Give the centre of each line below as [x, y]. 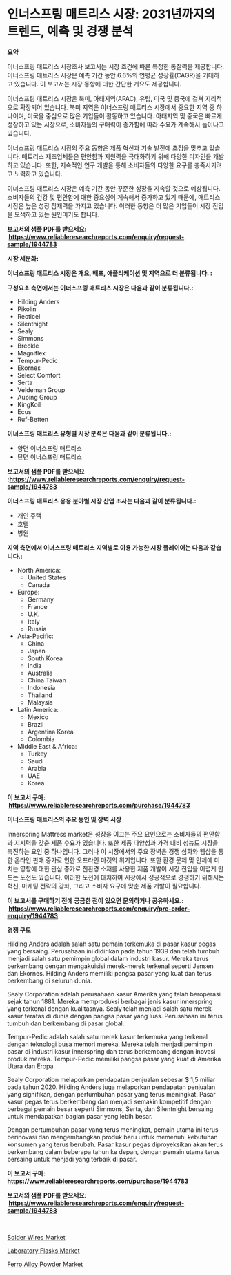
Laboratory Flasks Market [44, 1250]
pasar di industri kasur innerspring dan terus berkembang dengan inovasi [111, 1051]
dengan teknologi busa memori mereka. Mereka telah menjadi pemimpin [110, 1044]
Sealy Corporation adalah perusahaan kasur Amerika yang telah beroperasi [114, 994]
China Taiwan [47, 680]
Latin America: [38, 709]
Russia [37, 629]
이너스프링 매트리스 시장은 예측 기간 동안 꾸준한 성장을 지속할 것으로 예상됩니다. [114, 188]
